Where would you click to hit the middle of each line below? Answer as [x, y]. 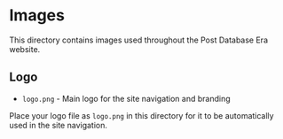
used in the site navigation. [59, 125]
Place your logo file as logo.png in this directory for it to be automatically [141, 115]
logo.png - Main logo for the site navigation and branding [126, 98]
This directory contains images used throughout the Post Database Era [139, 40]
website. [25, 49]
